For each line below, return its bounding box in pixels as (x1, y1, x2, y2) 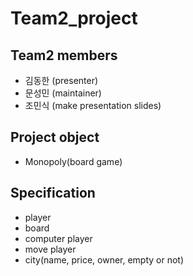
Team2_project (10, 7, 138, 30)
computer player (24, 232, 93, 244)
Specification (10, 185, 96, 202)
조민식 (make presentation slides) (24, 100, 162, 111)
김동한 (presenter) (24, 75, 99, 86)
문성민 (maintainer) (24, 87, 102, 99)
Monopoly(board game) (24, 155, 123, 167)
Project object (10, 129, 100, 146)
